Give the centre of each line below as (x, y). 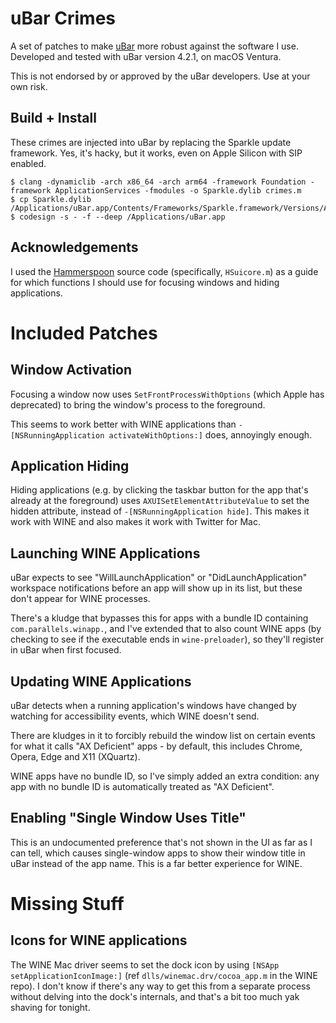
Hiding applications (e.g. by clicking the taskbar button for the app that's (159, 490)
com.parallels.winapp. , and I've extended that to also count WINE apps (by (166, 629)
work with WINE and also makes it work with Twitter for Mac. (135, 522)
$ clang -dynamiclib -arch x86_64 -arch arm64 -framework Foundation (158, 182)
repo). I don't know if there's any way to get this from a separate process (160, 986)
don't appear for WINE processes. (80, 599)
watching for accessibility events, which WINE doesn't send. (135, 716)
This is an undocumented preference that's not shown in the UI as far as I (161, 842)
